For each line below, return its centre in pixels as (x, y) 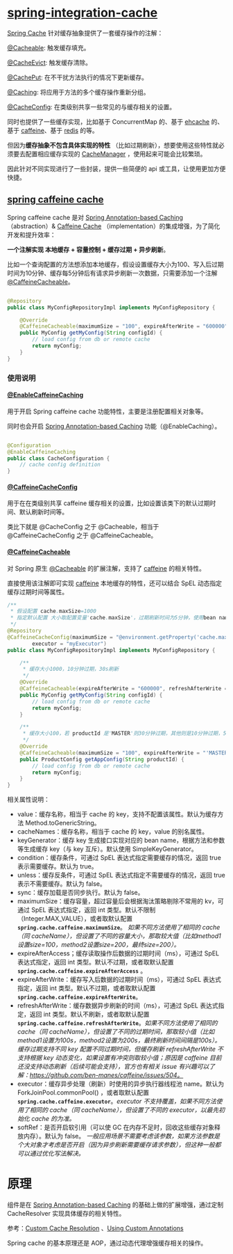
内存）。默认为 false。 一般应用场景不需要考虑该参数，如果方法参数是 (122, 1136)
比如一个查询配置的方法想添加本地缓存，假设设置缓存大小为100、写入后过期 (115, 264)
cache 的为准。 (53, 1119)
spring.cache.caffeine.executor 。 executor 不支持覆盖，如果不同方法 (117, 1102)
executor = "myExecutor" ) (70, 644)
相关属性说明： (28, 800)
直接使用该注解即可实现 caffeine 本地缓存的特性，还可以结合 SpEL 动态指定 (115, 583)
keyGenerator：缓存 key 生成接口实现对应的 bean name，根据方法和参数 (121, 841)
